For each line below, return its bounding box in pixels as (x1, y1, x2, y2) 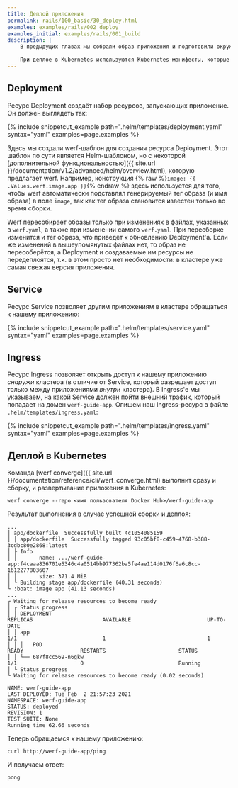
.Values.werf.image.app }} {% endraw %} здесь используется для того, (7, 181, 221, 190)
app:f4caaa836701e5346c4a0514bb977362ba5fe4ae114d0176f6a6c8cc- (7, 561, 201, 568)
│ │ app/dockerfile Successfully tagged (7, 536, 132, 543)
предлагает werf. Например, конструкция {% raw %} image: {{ (7, 174, 196, 182)
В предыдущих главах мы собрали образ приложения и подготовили (20, 43, 214, 50)
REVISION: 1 (7, 709, 42, 716)
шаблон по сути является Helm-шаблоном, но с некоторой (7, 151, 186, 159)
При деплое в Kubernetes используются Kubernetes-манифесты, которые (20, 56, 230, 64)
